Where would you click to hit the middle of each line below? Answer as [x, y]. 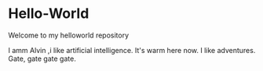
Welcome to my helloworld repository [69, 35]
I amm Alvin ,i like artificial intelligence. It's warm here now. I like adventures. [132, 50]
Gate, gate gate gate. [42, 59]
